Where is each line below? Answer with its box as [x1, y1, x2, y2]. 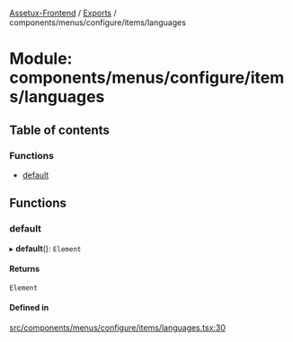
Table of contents [9, 122, 110, 137]
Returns [9, 264, 40, 275]
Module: [9, 48, 73, 69]
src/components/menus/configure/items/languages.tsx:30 [9, 322, 226, 333]
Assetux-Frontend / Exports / [9, 8, 117, 18]
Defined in [9, 303, 49, 313]
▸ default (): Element [9, 242, 82, 254]
